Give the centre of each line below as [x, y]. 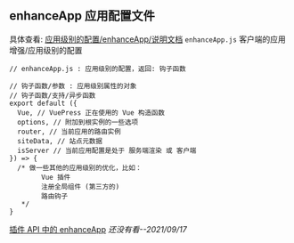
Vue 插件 [56, 177]
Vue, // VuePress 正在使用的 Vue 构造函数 [91, 113]
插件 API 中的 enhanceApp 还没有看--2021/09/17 [98, 229]
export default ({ [43, 103]
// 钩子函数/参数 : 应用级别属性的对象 [73, 86]
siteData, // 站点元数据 [60, 141]
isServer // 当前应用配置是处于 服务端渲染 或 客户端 [107, 150]
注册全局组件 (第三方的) [81, 186]
